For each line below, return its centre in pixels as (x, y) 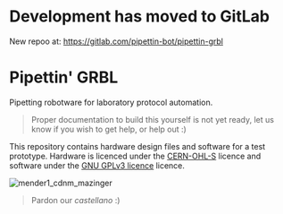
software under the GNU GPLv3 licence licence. (97, 165)
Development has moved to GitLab (140, 17)
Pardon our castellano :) (75, 200)
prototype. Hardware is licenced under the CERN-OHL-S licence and (135, 156)
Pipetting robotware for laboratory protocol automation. (111, 102)
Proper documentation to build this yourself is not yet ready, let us (153, 119)
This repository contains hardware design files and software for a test (137, 146)
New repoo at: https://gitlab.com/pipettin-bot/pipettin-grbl (116, 41)
